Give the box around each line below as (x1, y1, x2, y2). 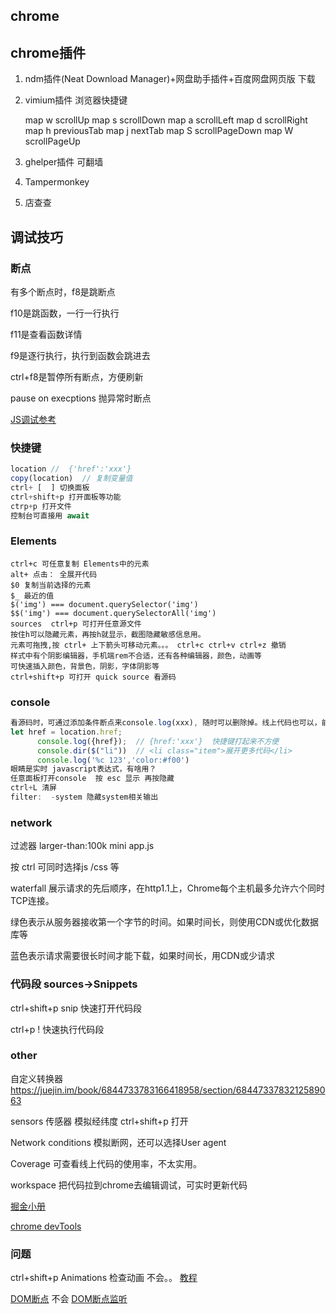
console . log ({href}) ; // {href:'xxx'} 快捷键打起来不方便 (36, 736, 280, 746)
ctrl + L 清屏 (10, 783, 57, 793)
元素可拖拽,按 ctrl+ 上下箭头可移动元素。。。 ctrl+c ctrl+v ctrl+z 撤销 (10, 640, 287, 650)
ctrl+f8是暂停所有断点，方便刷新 (10, 370, 144, 383)
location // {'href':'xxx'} (10, 464, 132, 474)
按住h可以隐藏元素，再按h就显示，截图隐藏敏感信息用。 (10, 629, 206, 639)
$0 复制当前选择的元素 (10, 580, 92, 590)
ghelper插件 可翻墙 (24, 156, 104, 168)
